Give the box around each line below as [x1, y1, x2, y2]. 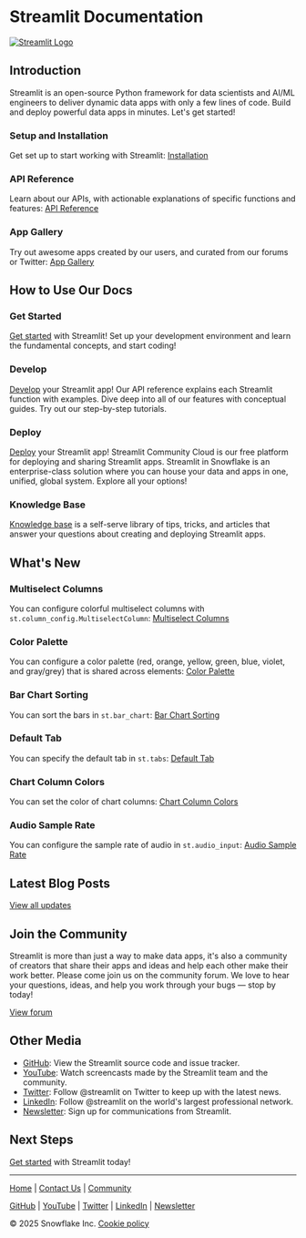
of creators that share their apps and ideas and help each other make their [9, 960, 289, 971]
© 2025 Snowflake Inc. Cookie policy [9, 1218, 150, 1229]
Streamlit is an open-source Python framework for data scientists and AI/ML [9, 87, 296, 97]
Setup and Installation [9, 129, 109, 142]
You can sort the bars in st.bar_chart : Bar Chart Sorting [9, 709, 220, 721]
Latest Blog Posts [9, 875, 111, 891]
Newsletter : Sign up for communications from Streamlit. [22, 1105, 232, 1117]
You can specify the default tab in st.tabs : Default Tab [9, 752, 215, 763]
